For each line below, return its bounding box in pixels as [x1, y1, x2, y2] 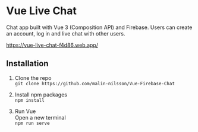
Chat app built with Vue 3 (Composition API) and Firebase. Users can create [6, 24, 193, 31]
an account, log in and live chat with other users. [6, 30, 125, 37]
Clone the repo [14, 74, 52, 81]
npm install [14, 97, 45, 103]
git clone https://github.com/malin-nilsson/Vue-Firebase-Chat [14, 81, 175, 86]
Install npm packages [14, 91, 67, 98]
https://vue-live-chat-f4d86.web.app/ [6, 41, 98, 49]
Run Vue [14, 108, 36, 115]
